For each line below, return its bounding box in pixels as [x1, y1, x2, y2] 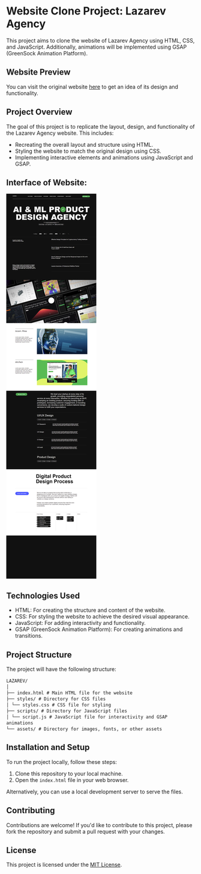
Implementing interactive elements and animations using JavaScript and [14, 153, 193, 161]
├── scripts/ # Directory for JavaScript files [6, 708, 128, 714]
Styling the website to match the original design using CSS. [14, 147, 161, 155]
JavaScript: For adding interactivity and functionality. [14, 620, 146, 627]
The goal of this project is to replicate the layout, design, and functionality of [6, 123, 195, 130]
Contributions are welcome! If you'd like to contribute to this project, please [6, 821, 193, 828]
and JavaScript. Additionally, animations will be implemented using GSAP [6, 43, 187, 51]
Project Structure [6, 650, 72, 660]
